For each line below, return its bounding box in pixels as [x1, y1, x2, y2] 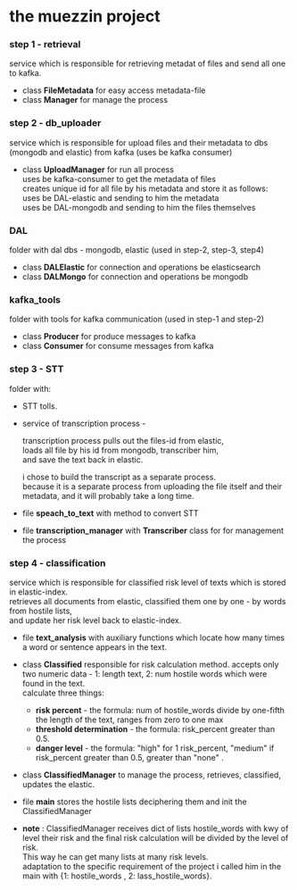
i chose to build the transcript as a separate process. [21, 471, 217, 482]
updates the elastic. [21, 778, 95, 789]
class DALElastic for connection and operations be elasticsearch [21, 262, 261, 273]
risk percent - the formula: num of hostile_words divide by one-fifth [35, 704, 286, 715]
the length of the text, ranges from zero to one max [35, 714, 224, 725]
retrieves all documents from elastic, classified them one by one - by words [9, 595, 287, 606]
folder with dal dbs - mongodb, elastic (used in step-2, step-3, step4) [9, 245, 265, 255]
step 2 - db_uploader [9, 117, 102, 129]
